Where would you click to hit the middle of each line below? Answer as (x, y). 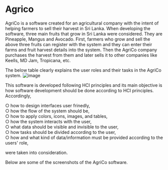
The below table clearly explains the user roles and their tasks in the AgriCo (83, 70)
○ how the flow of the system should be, (47, 111)
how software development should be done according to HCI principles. (79, 90)
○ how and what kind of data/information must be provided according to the (84, 137)
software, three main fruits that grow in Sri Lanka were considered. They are (84, 34)
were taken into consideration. (37, 152)
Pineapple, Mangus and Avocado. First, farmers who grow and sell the (78, 39)
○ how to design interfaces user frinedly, (48, 105)
